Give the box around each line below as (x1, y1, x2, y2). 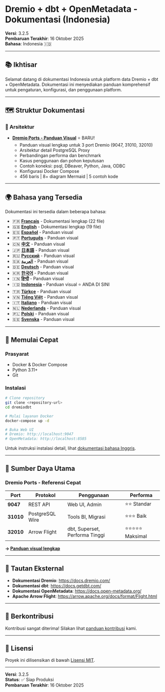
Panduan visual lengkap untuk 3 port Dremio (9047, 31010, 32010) (19, 142, 153, 148)
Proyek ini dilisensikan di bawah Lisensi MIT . (5, 657, 95, 663)
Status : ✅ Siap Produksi (5, 677, 54, 683)
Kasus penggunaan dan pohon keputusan (19, 158, 104, 164)
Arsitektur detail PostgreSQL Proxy (19, 147, 90, 154)
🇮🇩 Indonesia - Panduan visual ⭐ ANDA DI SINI (12, 281, 110, 287)
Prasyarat (5, 350, 29, 357)
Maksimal (125, 533, 147, 539)
